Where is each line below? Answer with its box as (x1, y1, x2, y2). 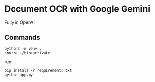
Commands (4, 33, 41, 41)
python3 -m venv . (4, 46, 42, 51)
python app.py (4, 72, 33, 77)
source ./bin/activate (4, 50, 50, 55)
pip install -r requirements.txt (4, 68, 72, 73)
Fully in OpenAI (4, 19, 35, 25)
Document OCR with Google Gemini (4, 3, 151, 14)
